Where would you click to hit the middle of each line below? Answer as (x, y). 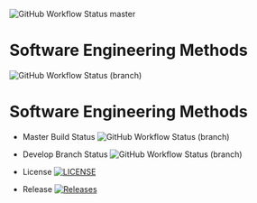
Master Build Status (59, 136)
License (37, 171)
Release (37, 189)
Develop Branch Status (65, 154)
